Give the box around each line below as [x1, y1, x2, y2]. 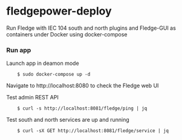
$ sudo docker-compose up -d [17, 72, 91, 78]
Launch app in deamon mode [6, 59, 80, 67]
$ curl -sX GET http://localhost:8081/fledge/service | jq [17, 128, 169, 134]
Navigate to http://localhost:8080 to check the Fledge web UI [6, 82, 159, 89]
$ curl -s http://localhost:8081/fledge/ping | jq [17, 105, 148, 112]
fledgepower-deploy [6, 4, 112, 18]
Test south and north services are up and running [6, 116, 130, 124]
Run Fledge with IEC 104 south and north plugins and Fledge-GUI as [6, 24, 177, 32]
